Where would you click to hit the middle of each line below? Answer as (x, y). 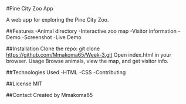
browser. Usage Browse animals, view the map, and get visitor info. (87, 61)
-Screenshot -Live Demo (51, 37)
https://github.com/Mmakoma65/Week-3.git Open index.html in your (89, 55)
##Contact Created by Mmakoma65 (49, 95)
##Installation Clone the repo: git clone (53, 48)
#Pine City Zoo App (30, 8)
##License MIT (24, 84)
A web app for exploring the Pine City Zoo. (58, 20)
